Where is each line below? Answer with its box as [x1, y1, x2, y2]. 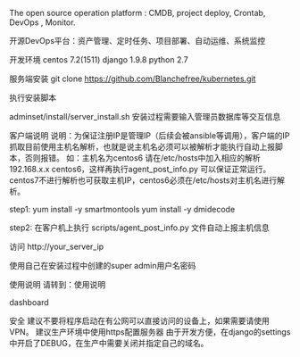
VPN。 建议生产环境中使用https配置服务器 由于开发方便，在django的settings [9, 327, 291, 337]
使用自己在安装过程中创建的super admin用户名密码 [9, 261, 196, 270]
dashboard [9, 297, 49, 307]
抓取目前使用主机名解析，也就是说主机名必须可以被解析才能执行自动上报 [9, 142, 275, 152]
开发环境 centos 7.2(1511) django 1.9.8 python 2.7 [9, 54, 189, 65]
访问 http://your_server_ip [9, 241, 104, 252]
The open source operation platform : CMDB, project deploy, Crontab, [9, 8, 266, 18]
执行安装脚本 [9, 93, 56, 103]
